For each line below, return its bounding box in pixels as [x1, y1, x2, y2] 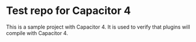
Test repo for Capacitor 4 [6, 4, 131, 17]
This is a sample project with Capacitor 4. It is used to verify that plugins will [6, 23, 191, 30]
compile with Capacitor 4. [6, 29, 69, 36]
